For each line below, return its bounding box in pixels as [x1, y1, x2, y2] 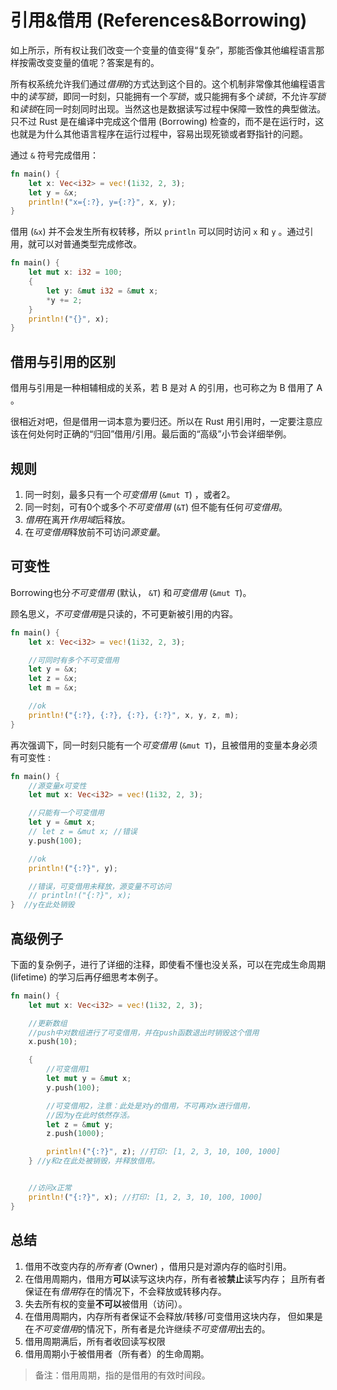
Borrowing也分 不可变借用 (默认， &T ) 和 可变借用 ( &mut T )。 [10, 586, 252, 598]
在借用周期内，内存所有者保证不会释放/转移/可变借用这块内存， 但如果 [24, 1310, 315, 1322]
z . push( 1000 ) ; [46, 1129, 105, 1139]
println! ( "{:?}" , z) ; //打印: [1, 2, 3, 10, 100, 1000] [46, 1147, 281, 1157]
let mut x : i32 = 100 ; [28, 267, 123, 278]
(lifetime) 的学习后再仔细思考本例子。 [10, 971, 164, 983]
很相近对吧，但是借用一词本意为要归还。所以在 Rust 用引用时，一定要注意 [10, 416, 315, 428]
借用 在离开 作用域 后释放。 [24, 513, 131, 525]
